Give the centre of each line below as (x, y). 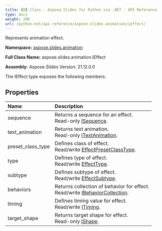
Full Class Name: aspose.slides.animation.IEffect (55, 57)
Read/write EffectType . (81, 164)
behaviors (19, 190)
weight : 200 (17, 19)
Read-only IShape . (77, 222)
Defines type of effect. (81, 158)
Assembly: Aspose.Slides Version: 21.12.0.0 (50, 67)
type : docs (16, 14)
